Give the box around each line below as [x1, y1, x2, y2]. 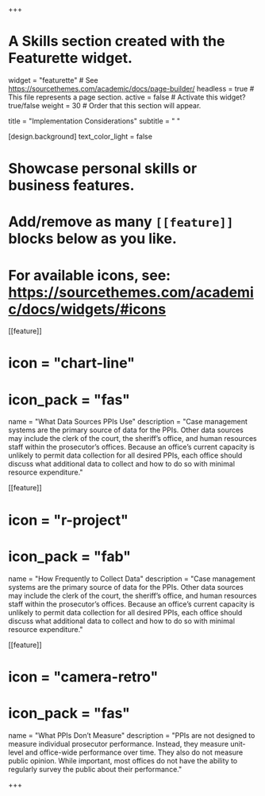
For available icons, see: [8, 266, 171, 284]
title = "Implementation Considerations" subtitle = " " [8, 116, 181, 126]
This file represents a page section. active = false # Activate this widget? [8, 92, 246, 102]
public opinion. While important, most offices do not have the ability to [8, 755, 238, 765]
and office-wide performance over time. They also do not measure [25, 747, 244, 757]
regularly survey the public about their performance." [8, 764, 182, 774]
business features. [8, 177, 135, 195]
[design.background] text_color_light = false [8, 131, 153, 141]
